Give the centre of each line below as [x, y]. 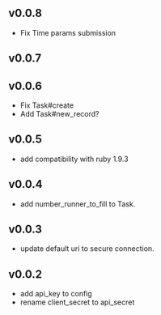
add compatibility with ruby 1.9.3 [74, 159]
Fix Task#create [47, 105]
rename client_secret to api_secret [77, 302]
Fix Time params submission [68, 32]
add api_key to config [56, 294]
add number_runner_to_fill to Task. [78, 204]
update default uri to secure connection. [87, 249]
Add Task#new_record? [59, 114]
